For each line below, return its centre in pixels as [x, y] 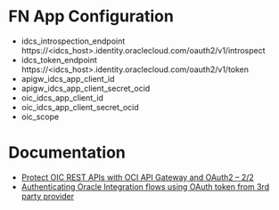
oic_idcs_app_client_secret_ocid [80, 107]
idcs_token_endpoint [59, 60]
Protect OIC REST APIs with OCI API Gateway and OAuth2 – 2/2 [138, 177]
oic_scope [40, 117]
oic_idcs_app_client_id [62, 97]
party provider [48, 196]
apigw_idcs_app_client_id [68, 78]
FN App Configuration [91, 16]
